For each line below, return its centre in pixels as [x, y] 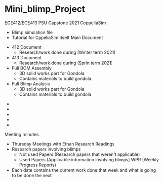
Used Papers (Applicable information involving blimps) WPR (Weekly [89, 159]
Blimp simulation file [32, 32]
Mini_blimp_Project [45, 9]
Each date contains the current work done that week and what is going [84, 170]
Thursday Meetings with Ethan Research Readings [63, 144]
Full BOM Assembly [32, 68]
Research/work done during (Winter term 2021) [67, 52]
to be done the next [32, 175]
